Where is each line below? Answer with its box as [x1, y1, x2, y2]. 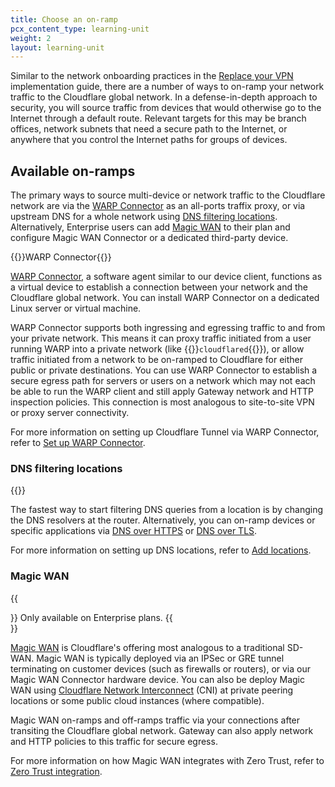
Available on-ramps [10, 162, 136, 180]
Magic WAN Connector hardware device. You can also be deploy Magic [10, 673, 305, 685]
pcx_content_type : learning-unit [10, 24, 150, 34]
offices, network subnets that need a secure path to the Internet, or [10, 123, 288, 135]
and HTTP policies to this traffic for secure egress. [10, 735, 218, 747]
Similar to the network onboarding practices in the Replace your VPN [10, 70, 294, 82]
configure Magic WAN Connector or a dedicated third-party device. [10, 232, 289, 244]
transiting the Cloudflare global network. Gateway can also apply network [10, 724, 314, 736]
